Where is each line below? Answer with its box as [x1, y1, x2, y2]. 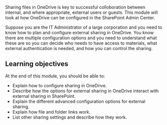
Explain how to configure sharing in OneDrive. [12, 82, 107, 88]
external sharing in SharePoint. [12, 93, 76, 99]
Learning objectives [5, 60, 69, 68]
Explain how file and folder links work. [12, 109, 91, 115]
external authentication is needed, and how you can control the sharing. [5, 46, 153, 51]
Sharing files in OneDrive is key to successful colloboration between [5, 4, 146, 10]
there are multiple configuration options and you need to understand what [5, 35, 157, 41]
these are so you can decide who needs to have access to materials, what [5, 40, 158, 46]
